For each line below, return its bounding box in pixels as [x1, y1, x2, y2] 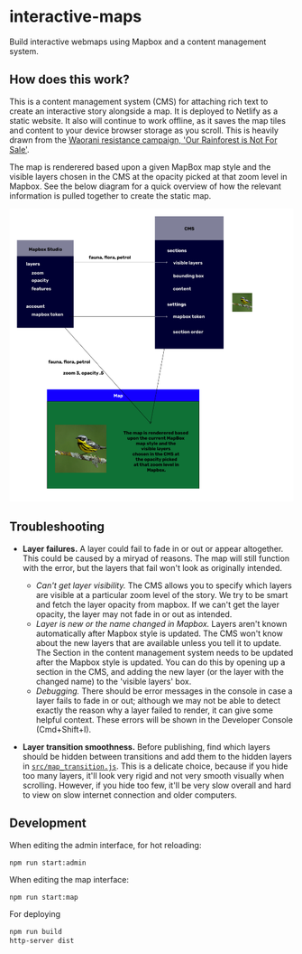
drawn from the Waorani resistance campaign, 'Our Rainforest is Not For [9, 134, 278, 145]
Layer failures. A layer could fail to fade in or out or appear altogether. [22, 543, 284, 554]
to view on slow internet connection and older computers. [22, 789, 237, 800]
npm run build [9, 927, 63, 936]
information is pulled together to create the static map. [9, 190, 212, 201]
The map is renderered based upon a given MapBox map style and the [9, 161, 271, 173]
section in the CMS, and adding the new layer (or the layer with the [35, 666, 284, 677]
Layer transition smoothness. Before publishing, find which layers [22, 741, 270, 752]
